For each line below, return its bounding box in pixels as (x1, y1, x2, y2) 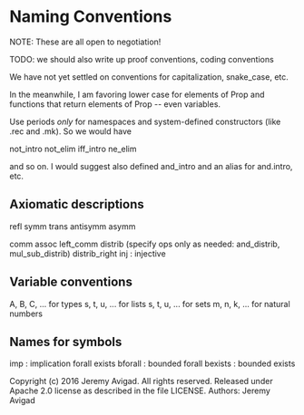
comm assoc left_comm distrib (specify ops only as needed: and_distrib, (9, 238, 280, 249)
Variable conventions (9, 275, 133, 290)
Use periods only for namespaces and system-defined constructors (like (9, 116, 281, 127)
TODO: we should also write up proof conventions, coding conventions (9, 53, 274, 64)
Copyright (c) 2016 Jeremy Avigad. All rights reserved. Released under (9, 376, 274, 387)
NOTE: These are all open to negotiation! (9, 36, 162, 47)
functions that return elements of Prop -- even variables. (9, 98, 221, 110)
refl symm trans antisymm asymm (9, 220, 136, 232)
